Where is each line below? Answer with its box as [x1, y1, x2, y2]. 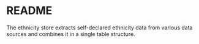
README [6, 4, 53, 18]
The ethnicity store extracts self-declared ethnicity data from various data [6, 24, 193, 31]
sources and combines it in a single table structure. [6, 30, 136, 37]
